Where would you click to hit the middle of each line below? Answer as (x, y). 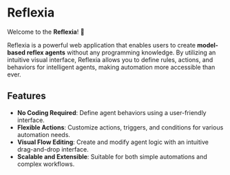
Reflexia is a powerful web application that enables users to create (102, 45)
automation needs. (44, 134)
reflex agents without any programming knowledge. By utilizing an (121, 52)
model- (208, 45)
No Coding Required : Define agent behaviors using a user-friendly (112, 112)
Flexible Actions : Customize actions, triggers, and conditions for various (120, 127)
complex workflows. (46, 164)
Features (27, 96)
